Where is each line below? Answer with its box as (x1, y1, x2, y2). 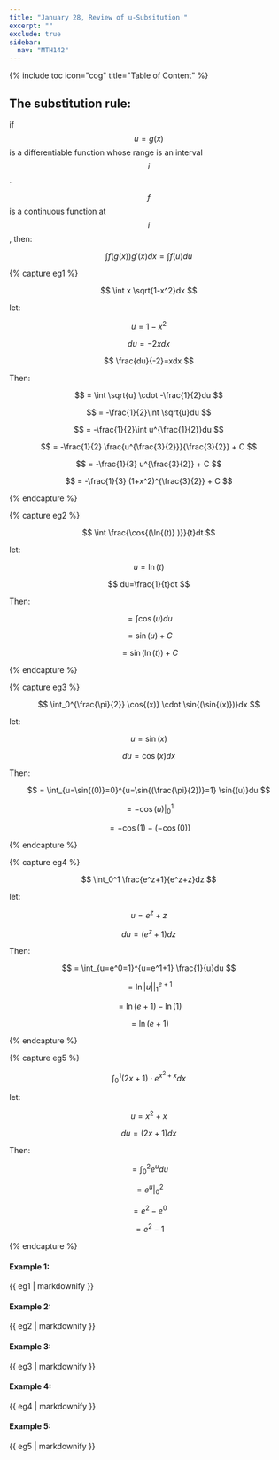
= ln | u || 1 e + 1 (128, 980, 173, 994)
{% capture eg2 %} (9, 510, 81, 520)
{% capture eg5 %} (9, 1052, 80, 1063)
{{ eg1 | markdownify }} (9, 1281, 95, 1292)
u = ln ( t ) (133, 561, 165, 572)
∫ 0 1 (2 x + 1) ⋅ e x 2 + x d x (112, 1069, 186, 1086)
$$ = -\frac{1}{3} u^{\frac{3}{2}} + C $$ (75, 458, 222, 469)
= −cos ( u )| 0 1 (127, 801, 174, 816)
